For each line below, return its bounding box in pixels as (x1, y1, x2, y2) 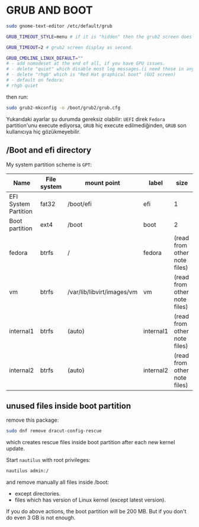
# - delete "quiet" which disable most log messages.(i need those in (6, 66, 184, 72)
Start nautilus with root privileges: (6, 457, 91, 464)
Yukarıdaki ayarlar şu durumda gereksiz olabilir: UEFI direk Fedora (6, 115, 165, 122)
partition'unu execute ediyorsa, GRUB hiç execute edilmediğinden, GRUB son (6, 122, 187, 129)
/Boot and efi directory (6, 146, 92, 156)
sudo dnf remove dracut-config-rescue (6, 428, 102, 434)
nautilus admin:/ (6, 468, 49, 474)
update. (6, 445, 25, 452)
